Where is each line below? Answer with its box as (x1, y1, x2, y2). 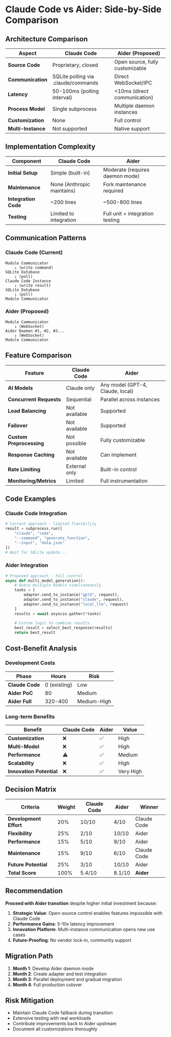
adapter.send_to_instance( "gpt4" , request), (23, 592, 120, 598)
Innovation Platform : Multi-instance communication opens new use (12, 926, 155, 932)
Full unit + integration (103, 210, 154, 217)
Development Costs (5, 659, 55, 666)
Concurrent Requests (8, 396, 61, 403)
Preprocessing (8, 439, 44, 446)
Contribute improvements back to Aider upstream (12, 1021, 117, 1027)
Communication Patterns (5, 234, 87, 242)
